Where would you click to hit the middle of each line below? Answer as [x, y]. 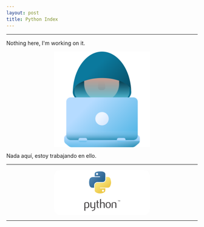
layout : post [23, 13]
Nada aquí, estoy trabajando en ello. [52, 155]
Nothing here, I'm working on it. [46, 43]
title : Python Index [32, 19]
